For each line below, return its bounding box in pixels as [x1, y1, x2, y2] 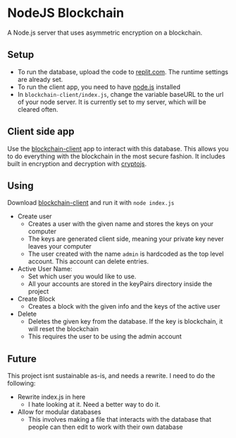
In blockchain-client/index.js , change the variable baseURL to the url [17, 90, 224, 98]
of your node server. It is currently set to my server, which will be [17, 97, 206, 106]
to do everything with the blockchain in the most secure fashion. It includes [7, 152, 225, 160]
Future [7, 353, 37, 365]
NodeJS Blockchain [7, 5, 125, 21]
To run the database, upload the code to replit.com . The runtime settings [17, 67, 229, 76]
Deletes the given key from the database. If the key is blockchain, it [27, 317, 223, 326]
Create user [17, 212, 52, 220]
